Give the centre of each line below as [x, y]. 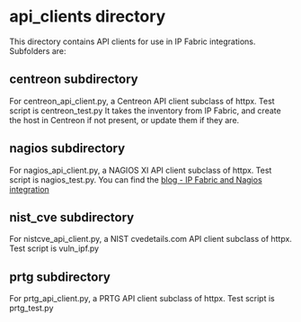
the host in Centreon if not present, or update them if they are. [124, 120]
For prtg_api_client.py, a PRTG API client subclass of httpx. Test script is [142, 299]
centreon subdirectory [74, 80]
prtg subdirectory [60, 277]
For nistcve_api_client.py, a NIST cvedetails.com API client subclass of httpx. [150, 239]
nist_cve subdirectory [72, 217]
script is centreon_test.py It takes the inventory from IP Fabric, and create [145, 111]
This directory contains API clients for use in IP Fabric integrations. [133, 41]
